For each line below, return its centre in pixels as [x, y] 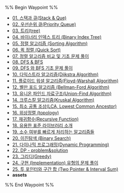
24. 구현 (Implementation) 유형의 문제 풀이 [55, 163]
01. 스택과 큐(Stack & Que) [39, 18]
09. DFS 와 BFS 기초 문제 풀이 [42, 68]
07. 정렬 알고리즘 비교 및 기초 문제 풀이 [51, 56]
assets [19, 175]
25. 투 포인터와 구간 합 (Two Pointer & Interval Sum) [65, 169]
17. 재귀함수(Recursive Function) [45, 119]
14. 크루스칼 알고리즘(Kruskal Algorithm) [53, 100]
